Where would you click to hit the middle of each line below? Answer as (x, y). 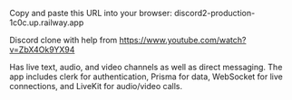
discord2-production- (214, 13)
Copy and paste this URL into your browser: (91, 13)
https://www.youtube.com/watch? (183, 40)
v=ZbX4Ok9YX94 (42, 50)
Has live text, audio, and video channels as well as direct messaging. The (146, 67)
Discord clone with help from (63, 40)
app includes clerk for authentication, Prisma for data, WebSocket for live (146, 77)
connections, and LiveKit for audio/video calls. (96, 86)
